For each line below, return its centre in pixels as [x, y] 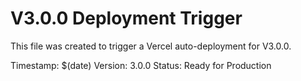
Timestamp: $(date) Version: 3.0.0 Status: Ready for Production [141, 65]
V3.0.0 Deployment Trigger [126, 18]
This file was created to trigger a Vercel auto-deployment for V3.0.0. [151, 46]
